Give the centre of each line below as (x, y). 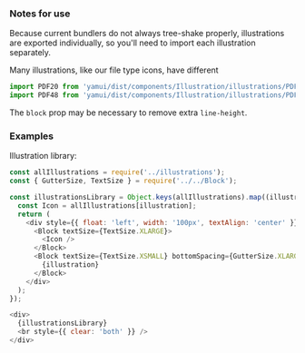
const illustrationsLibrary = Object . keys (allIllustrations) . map (135, 198)
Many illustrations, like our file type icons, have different (114, 70)
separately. (30, 53)
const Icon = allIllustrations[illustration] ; (107, 206)
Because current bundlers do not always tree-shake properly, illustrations (147, 34)
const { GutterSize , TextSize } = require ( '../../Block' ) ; (123, 181)
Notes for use (40, 14)
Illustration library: (43, 156)
